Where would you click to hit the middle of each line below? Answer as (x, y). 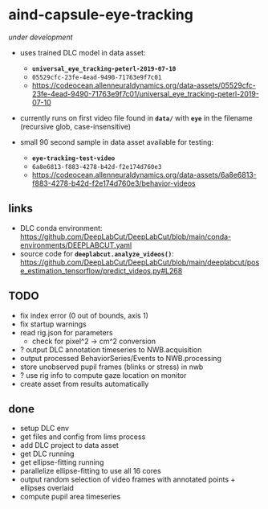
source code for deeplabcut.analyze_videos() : (97, 253)
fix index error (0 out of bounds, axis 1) (84, 315)
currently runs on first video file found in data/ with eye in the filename (136, 117)
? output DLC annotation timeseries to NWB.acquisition (111, 349)
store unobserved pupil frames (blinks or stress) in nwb (112, 367)
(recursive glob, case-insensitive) (75, 126)
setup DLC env (45, 429)
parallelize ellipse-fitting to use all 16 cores (91, 471)
